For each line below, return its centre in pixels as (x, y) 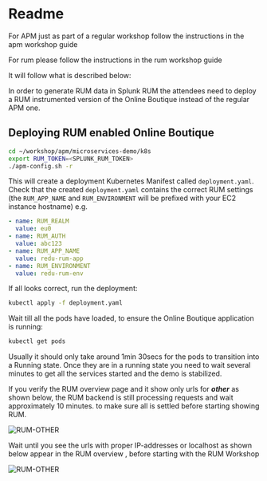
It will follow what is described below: (70, 75)
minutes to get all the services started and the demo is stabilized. (115, 374)
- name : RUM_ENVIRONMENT (49, 266)
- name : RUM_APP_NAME (44, 251)
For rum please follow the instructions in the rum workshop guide (115, 60)
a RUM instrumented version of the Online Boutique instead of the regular (129, 99)
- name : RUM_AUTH (37, 236)
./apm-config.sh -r (41, 166)
